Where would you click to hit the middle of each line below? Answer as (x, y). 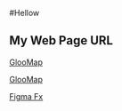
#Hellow (24, 13)
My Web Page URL (61, 40)
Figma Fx (26, 96)
